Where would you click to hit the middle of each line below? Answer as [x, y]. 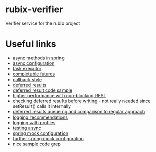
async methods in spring [38, 58]
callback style [27, 79]
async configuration [34, 63]
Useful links [31, 44]
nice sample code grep [37, 144]
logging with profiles [34, 122]
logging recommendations [40, 117]
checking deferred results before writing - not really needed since [82, 101]
